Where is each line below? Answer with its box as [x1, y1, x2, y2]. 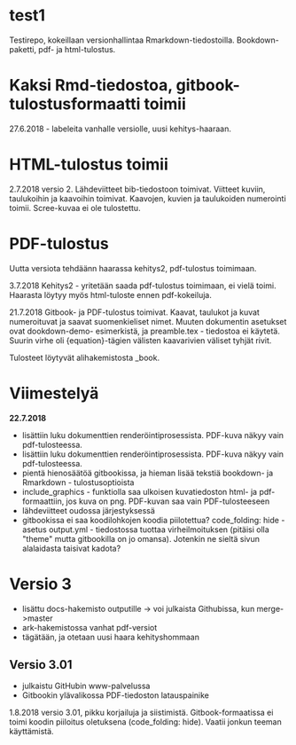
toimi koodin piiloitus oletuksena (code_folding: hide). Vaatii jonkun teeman [9, 717, 282, 727]
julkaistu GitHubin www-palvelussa [21, 680, 151, 692]
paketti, [9, 43, 37, 54]
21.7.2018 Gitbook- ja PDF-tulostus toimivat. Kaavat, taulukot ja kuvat [9, 307, 260, 318]
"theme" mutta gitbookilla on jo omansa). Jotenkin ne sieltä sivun [21, 533, 260, 544]
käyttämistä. [9, 726, 55, 737]
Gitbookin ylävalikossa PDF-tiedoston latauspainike [21, 690, 210, 701]
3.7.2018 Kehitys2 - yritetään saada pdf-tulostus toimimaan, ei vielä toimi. [9, 280, 277, 291]
